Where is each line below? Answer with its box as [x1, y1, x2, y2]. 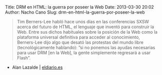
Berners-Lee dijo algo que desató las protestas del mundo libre [17, 39, 144, 45]
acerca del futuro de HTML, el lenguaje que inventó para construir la [17, 24, 154, 30]
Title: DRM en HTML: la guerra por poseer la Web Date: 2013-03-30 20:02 [5, 4, 154, 10]
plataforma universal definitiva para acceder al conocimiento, [17, 34, 140, 40]
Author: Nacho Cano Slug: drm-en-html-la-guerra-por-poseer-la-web [5, 9, 145, 15]
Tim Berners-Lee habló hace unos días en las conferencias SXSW [17, 19, 149, 24]
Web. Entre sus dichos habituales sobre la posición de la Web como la [17, 29, 158, 35]
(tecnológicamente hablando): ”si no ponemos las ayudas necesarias [17, 45, 156, 50]
